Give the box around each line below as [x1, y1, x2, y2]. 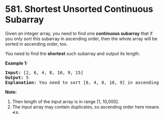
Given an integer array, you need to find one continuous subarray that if [5, 30, 153, 36]
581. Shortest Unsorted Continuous [5, 3, 153, 15]
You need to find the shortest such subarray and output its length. [5, 51, 140, 57]
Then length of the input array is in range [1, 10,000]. [12, 98, 120, 105]
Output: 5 [5, 74, 29, 80]
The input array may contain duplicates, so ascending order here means [12, 104, 160, 110]
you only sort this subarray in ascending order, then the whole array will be [5, 36, 158, 42]
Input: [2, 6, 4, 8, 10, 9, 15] [5, 69, 83, 75]
